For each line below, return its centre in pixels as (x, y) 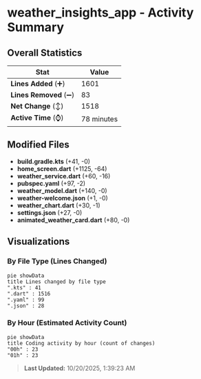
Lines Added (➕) (38, 84)
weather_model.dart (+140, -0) (62, 190)
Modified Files (39, 145)
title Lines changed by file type (57, 281)
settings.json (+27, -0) (50, 212)
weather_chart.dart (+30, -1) (59, 205)
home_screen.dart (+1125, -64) (62, 168)
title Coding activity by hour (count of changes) (81, 343)
